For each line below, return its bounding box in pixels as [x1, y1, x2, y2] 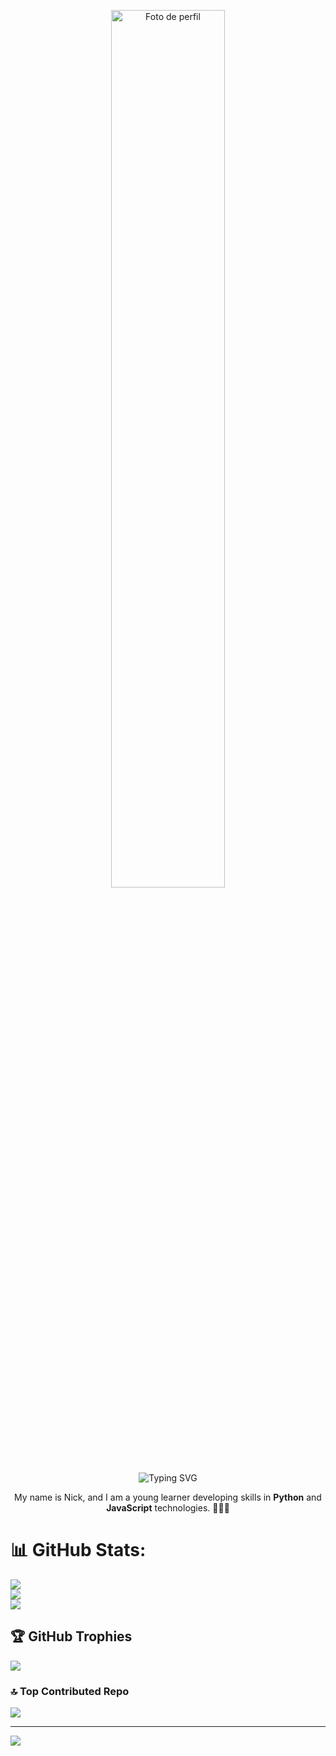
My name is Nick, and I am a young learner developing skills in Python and [14, 1491, 322, 1503]
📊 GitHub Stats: [10, 1539, 147, 1562]
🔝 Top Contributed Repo [10, 1684, 130, 1698]
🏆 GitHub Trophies [10, 1628, 133, 1645]
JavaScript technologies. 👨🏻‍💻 [106, 1502, 230, 1514]
